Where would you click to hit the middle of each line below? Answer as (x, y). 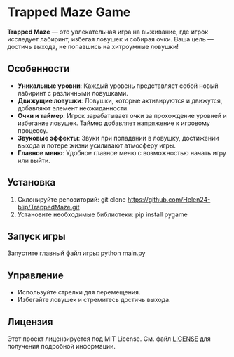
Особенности (39, 69)
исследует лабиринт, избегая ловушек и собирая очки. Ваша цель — (111, 39)
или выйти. (34, 160)
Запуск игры (37, 236)
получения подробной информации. (61, 346)
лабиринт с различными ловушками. (73, 93)
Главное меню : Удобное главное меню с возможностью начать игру (122, 152)
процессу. (33, 130)
